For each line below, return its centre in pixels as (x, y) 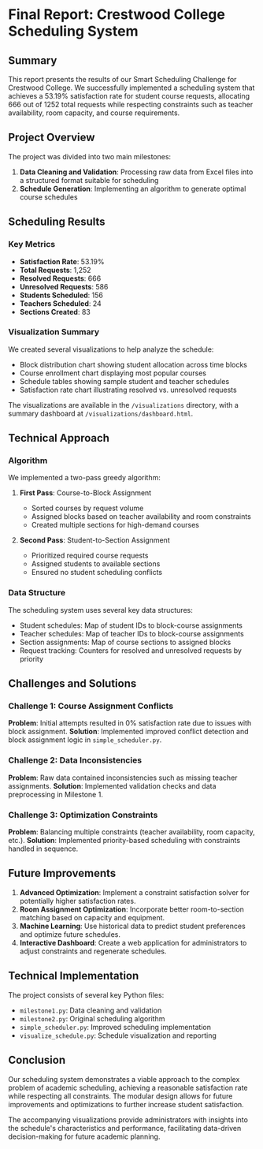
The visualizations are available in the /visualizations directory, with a (123, 405)
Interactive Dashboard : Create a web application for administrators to (133, 942)
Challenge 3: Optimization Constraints (83, 815)
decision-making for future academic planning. (84, 1136)
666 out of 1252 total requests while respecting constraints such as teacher (131, 104)
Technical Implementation (74, 976)
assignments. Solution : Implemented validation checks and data (112, 785)
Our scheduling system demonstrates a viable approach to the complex (124, 1079)
